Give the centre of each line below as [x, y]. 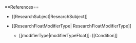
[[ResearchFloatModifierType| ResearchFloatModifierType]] [71, 26]
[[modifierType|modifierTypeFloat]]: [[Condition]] [68, 35]
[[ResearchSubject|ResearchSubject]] [50, 16]
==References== [22, 7]
